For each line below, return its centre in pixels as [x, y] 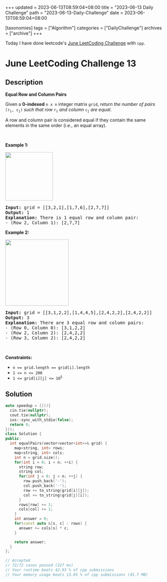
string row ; [31, 467]
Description [24, 82]
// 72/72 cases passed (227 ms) [39, 565]
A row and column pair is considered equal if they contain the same [75, 120]
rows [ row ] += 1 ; [36, 505]
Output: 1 [17, 213]
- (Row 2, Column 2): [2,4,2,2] [45, 333]
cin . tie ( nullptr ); [29, 411]
